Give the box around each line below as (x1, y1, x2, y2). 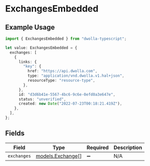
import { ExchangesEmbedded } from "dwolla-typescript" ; (5, 36, 127, 41)
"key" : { (23, 64, 42, 69)
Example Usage (5, 23, 55, 32)
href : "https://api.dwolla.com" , (27, 69, 98, 74)
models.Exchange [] (36, 152, 82, 159)
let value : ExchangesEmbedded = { (5, 45, 78, 50)
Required (86, 144, 109, 151)
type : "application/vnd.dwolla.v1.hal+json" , (27, 73, 124, 78)
